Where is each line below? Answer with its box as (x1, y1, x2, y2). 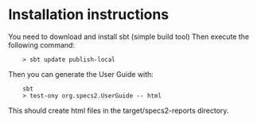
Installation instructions (8, 6, 169, 24)
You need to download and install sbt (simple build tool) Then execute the (8, 32, 249, 41)
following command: (8, 40, 76, 49)
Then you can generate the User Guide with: (8, 69, 154, 79)
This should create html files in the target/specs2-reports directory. (8, 106, 229, 115)
